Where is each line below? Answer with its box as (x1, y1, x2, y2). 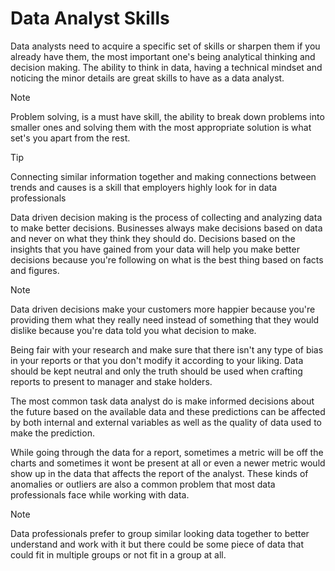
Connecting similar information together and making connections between (10, 170, 317, 182)
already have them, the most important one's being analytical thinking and (10, 50, 316, 62)
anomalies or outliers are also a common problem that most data (10, 478, 276, 490)
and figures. (10, 264, 60, 276)
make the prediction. (10, 427, 95, 439)
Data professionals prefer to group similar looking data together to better (10, 527, 310, 539)
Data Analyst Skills (10, 7, 170, 30)
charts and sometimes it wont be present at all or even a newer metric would (10, 457, 326, 469)
